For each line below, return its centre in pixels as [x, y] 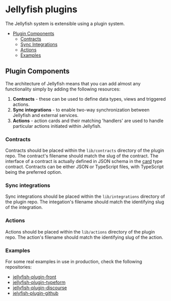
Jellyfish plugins [41, 9]
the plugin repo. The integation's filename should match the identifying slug [85, 202]
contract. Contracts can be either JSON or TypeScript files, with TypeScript [85, 167]
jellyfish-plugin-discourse [40, 288]
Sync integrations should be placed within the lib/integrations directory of [85, 196]
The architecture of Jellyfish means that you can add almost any [73, 83]
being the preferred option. [34, 172]
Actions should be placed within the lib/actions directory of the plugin [80, 231]
